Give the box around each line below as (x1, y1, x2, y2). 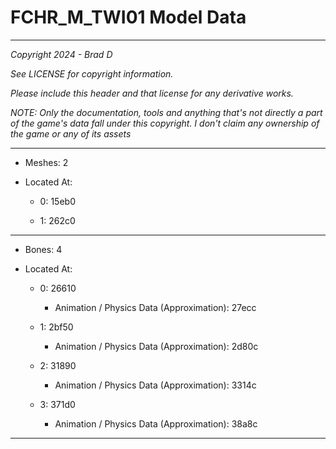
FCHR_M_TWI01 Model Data (10, 6, 247, 29)
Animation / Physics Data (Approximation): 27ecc (54, 301, 257, 313)
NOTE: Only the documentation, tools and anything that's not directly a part (10, 106, 323, 118)
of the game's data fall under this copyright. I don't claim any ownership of (10, 117, 320, 129)
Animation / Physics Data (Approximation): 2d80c (54, 340, 259, 352)
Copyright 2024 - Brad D (10, 48, 113, 60)
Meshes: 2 (24, 156, 69, 168)
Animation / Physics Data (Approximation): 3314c (54, 379, 257, 391)
